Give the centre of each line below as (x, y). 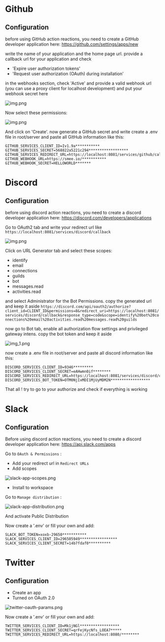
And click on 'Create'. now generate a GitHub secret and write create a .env (82, 132)
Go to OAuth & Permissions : (33, 454)
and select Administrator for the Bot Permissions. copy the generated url (78, 301)
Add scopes (24, 468)
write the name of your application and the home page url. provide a (74, 54)
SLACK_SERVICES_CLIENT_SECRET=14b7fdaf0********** (58, 543)
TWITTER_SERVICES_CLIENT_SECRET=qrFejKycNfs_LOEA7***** (63, 630)
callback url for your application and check (48, 59)
